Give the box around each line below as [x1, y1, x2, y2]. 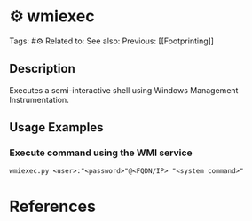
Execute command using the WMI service [9, 146, 193, 159]
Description [9, 61, 75, 76]
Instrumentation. [9, 94, 69, 105]
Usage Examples [9, 120, 104, 135]
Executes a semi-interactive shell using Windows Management [9, 84, 239, 95]
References [9, 196, 96, 217]
